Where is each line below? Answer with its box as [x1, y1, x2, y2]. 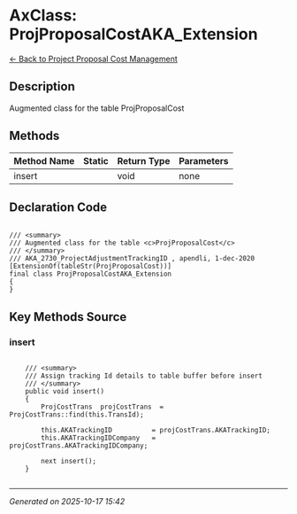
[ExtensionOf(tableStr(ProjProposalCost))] [9, 262, 172, 271]
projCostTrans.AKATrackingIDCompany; [9, 441, 148, 450]
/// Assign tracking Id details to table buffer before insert [25, 371, 263, 381]
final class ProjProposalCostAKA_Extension [9, 269, 172, 279]
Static [83, 154, 109, 167]
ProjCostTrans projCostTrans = [41, 402, 164, 412]
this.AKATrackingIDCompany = [41, 433, 156, 443]
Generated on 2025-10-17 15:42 [9, 496, 126, 507]
